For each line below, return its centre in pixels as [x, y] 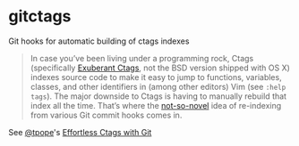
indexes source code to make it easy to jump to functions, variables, [156, 77]
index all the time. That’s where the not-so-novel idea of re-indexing [156, 105]
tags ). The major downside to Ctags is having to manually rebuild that [158, 96]
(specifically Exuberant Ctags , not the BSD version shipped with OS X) [160, 68]
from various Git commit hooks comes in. [106, 115]
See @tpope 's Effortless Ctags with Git [80, 132]
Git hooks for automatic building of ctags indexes [99, 41]
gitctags [40, 16]
